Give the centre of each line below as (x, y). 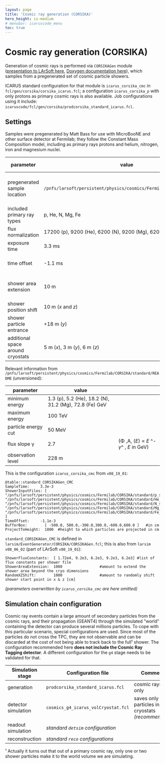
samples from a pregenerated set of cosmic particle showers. (68, 76)
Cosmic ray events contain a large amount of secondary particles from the (80, 616)
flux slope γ (21, 444)
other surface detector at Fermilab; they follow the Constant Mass (72, 139)
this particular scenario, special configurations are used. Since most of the (81, 631)
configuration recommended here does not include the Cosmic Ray (74, 647)
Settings (18, 122)
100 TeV (57, 415)
